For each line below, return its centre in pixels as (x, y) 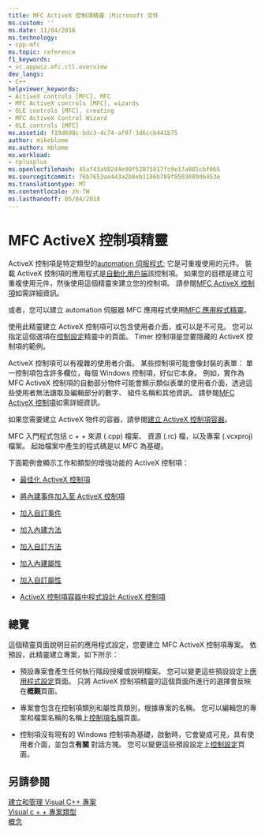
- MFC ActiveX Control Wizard (58, 118)
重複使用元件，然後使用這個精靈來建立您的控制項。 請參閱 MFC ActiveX (123, 283)
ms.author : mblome (38, 148)
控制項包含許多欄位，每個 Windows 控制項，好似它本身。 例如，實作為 (129, 373)
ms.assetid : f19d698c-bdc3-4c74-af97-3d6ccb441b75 (93, 133)
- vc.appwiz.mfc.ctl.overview (58, 67)
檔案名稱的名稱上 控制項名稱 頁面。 (89, 718)
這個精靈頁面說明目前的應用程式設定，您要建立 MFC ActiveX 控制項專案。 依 (132, 645)
